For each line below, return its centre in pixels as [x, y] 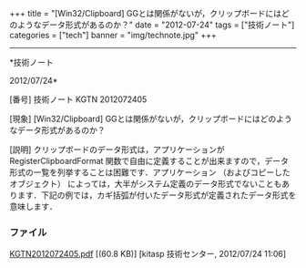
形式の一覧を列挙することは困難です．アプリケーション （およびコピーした [150, 172]
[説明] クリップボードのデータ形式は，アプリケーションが [117, 149]
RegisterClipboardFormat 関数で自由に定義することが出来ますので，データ [149, 161]
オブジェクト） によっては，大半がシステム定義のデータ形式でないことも [146, 184]
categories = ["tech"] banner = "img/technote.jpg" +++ [113, 35]
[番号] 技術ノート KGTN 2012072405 [78, 99]
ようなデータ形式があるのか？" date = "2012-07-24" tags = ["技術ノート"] [156, 25]
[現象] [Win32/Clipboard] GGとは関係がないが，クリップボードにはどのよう [151, 119]
